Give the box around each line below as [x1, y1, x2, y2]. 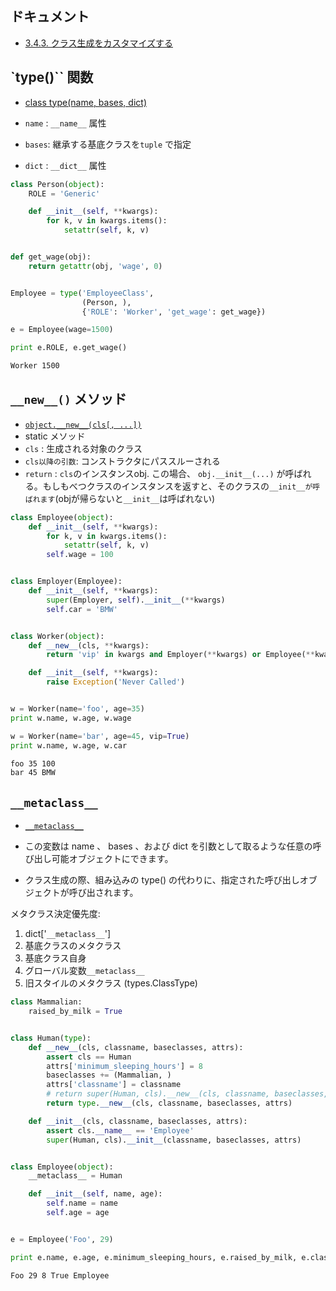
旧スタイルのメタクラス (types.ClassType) [24, 977, 198, 989]
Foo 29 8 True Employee [10, 1270, 110, 1281]
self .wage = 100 [46, 550, 114, 560]
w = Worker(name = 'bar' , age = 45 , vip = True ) [10, 731, 190, 741]
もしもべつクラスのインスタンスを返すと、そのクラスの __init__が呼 [42, 480, 321, 492]
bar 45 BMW [10, 768, 56, 778]
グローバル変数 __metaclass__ [24, 965, 145, 977]
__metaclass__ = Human [28, 1171, 123, 1181]
